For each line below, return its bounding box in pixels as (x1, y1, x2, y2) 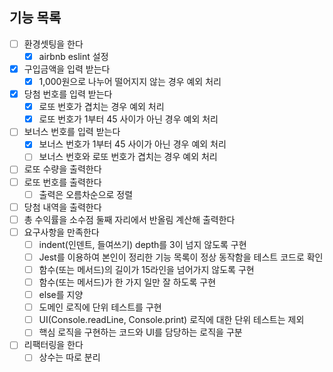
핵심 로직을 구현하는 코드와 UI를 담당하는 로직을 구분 (38, 326, 243, 338)
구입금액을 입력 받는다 (23, 63, 111, 75)
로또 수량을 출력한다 (23, 163, 102, 175)
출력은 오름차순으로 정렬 (38, 188, 134, 200)
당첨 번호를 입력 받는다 (23, 88, 113, 100)
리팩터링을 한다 (23, 339, 84, 351)
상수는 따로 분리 (38, 351, 101, 363)
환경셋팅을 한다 (23, 38, 84, 50)
